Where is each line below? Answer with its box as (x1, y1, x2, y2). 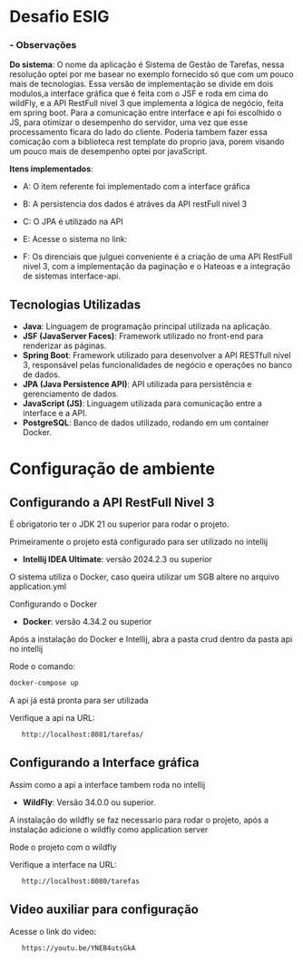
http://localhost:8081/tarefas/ (21, 730, 144, 740)
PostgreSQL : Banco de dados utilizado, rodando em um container (22, 417, 269, 428)
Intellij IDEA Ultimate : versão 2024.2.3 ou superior (22, 554, 213, 565)
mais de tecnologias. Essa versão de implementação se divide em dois (9, 79, 274, 90)
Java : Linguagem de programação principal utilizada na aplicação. (22, 321, 272, 332)
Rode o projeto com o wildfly (9, 841, 117, 852)
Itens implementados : (9, 163, 93, 174)
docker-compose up (9, 678, 79, 688)
